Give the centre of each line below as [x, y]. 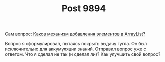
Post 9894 [84, 9]
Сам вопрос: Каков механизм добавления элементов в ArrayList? [75, 34]
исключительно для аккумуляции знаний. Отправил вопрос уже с [76, 49]
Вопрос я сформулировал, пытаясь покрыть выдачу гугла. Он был [76, 44]
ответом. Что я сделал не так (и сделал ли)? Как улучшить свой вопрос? [83, 54]
